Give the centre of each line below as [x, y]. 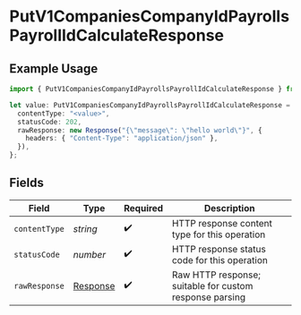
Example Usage [54, 68]
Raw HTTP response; [216, 275]
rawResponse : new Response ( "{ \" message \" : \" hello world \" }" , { [140, 130]
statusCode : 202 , [50, 122]
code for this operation [220, 260]
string [86, 228]
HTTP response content [222, 223]
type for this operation [219, 234]
